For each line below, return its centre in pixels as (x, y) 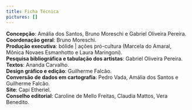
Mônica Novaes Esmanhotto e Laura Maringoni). (64, 52)
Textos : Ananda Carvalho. (37, 64)
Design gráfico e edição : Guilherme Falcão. (59, 71)
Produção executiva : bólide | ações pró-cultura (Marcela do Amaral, (89, 46)
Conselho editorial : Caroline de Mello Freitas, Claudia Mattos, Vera (87, 96)
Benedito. (18, 102)
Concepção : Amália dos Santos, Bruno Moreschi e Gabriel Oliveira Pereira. (96, 33)
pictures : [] (22, 17)
